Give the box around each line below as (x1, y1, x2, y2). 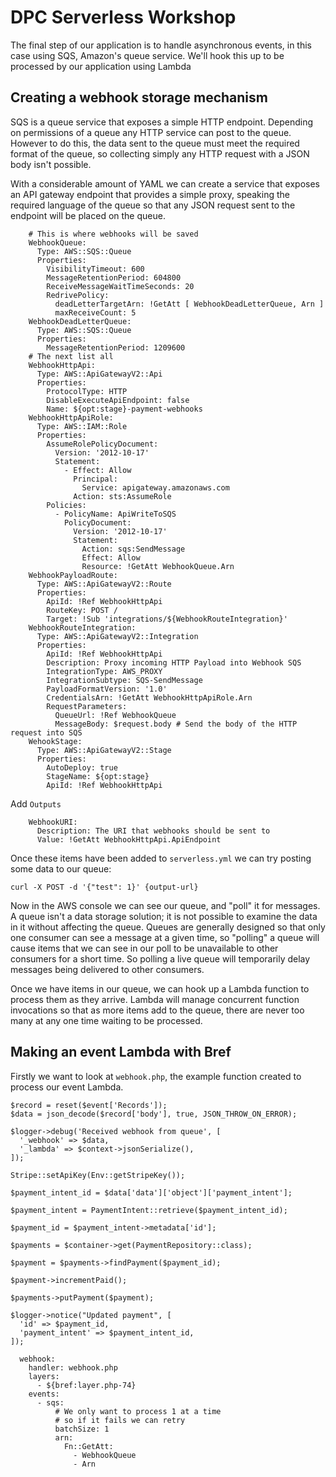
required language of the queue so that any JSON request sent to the (10, 199, 296, 211)
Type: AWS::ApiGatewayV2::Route (36, 579, 172, 589)
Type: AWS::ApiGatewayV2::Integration (36, 631, 199, 641)
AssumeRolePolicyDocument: (46, 439, 159, 449)
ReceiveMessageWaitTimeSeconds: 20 (46, 281, 195, 291)
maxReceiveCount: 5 (54, 307, 137, 318)
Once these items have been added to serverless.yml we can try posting (10, 852, 312, 864)
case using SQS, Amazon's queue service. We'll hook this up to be (10, 49, 285, 61)
